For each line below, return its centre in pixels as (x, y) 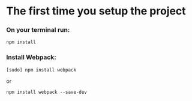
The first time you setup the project (96, 11)
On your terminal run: (38, 30)
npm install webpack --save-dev (46, 92)
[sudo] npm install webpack (41, 70)
